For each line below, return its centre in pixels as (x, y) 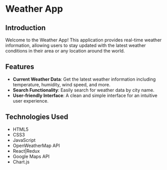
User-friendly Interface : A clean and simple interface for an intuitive (85, 95)
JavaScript (24, 140)
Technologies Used (37, 117)
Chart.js (21, 162)
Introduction (26, 28)
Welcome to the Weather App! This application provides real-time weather (83, 40)
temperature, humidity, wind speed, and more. (61, 84)
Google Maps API (31, 156)
